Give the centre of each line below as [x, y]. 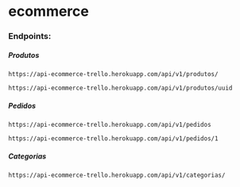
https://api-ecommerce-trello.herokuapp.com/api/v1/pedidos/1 [113, 139]
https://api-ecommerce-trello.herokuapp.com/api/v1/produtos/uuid [120, 88]
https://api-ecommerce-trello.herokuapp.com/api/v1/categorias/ [117, 176]
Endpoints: [30, 36]
